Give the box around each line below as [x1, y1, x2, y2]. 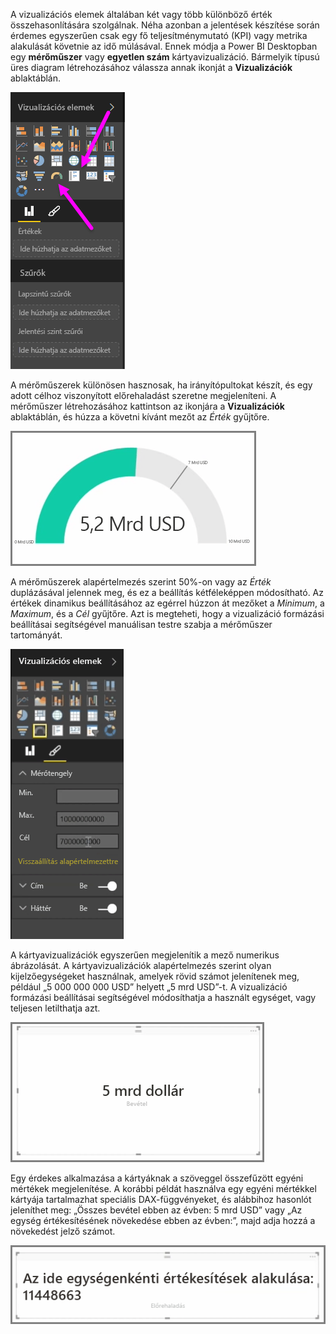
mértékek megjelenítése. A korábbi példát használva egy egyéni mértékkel [10, 1183, 317, 1194]
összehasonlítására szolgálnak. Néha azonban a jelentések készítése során [10, 19, 320, 31]
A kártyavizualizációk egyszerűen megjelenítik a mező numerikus [10, 949, 280, 961]
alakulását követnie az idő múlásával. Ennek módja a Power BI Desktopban [10, 40, 318, 52]
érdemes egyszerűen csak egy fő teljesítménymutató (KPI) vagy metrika [10, 30, 308, 41]
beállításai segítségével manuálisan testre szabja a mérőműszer [10, 619, 273, 630]
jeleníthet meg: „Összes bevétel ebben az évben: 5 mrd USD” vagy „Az [10, 1204, 303, 1216]
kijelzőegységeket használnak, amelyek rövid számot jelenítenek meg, [10, 970, 300, 982]
